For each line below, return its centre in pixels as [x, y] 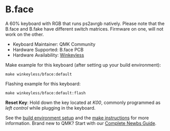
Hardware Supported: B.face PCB [48, 49]
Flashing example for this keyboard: [43, 84]
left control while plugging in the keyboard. [50, 108]
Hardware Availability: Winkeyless [48, 55]
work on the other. [25, 34]
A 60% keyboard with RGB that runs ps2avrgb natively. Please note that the [85, 23]
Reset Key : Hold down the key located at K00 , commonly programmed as [83, 102]
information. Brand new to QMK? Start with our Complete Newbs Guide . [81, 123]
